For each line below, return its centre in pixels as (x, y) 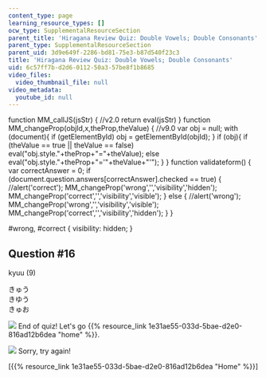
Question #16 (42, 253)
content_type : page (41, 16)
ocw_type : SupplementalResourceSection (74, 30)
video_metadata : (35, 90)
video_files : (30, 75)
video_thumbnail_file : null (62, 82)
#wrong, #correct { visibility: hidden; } (70, 229)
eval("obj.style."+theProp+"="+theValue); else (84, 154)
